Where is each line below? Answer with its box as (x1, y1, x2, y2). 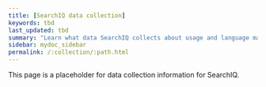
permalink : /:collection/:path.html (8, 48, 129, 56)
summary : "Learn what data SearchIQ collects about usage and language (8, 33, 249, 42)
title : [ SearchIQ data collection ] (8, 11, 126, 20)
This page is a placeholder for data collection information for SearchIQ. (8, 70, 240, 79)
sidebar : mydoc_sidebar (8, 41, 87, 49)
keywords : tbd (8, 19, 55, 27)
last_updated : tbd (8, 26, 69, 34)
